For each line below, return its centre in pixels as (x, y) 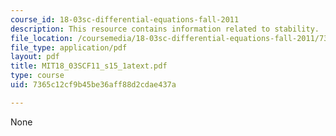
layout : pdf (35, 57)
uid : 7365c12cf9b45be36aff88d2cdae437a (93, 85)
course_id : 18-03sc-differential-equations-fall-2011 (125, 19)
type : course (37, 76)
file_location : (42, 38)
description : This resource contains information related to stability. (165, 29)
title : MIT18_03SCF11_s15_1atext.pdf (89, 66)
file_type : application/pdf (69, 47)
